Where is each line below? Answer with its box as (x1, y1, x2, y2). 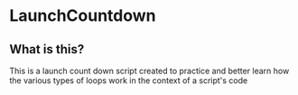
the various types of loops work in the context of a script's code (9, 75, 248, 86)
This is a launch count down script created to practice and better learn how (9, 65, 290, 76)
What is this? (9, 42, 85, 57)
